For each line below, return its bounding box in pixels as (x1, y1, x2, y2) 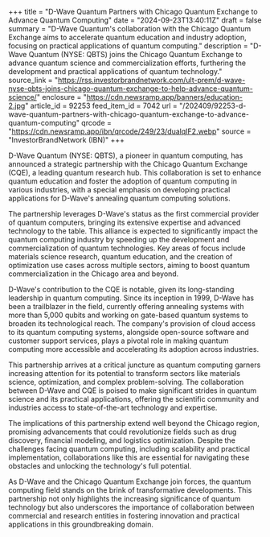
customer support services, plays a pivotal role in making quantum (8, 336, 229, 345)
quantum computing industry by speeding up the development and (8, 235, 230, 244)
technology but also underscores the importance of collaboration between (8, 502, 255, 512)
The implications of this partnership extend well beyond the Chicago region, (8, 419, 260, 428)
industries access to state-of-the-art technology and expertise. (8, 403, 218, 412)
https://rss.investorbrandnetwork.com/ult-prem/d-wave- (57, 76, 246, 85)
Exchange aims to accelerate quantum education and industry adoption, (8, 32, 247, 42)
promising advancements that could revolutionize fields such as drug (8, 427, 237, 436)
